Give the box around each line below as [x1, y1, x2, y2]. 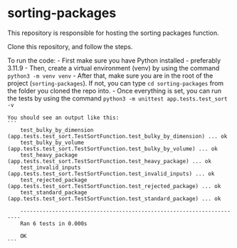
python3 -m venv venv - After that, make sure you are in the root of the [7, 71, 214, 80]
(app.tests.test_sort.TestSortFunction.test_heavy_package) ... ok [7, 157, 212, 165]
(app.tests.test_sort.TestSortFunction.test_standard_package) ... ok [7, 195, 221, 202]
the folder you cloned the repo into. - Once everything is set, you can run [7, 86, 222, 95]
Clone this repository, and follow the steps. [7, 42, 133, 51]
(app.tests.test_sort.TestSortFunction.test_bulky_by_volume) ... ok [7, 145, 218, 153]
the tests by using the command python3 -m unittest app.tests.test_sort [7, 94, 228, 103]
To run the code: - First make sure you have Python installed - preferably [7, 56, 221, 65]
